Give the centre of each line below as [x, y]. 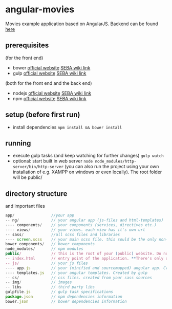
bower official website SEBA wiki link [51, 67]
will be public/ [27, 177]
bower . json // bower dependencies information [66, 301]
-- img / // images [39, 282]
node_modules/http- [116, 161]
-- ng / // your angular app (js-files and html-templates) [84, 220]
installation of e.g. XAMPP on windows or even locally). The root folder [87, 172]
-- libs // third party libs [50, 287]
